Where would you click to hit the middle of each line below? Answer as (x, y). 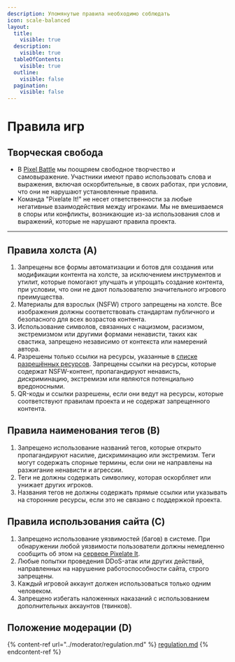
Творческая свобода (55, 153)
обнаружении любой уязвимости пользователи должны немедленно (121, 546)
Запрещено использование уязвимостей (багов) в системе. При (114, 539)
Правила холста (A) (52, 250)
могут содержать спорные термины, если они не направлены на (115, 462)
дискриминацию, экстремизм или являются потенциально (106, 379)
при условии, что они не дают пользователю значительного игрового (122, 289)
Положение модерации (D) (70, 627)
